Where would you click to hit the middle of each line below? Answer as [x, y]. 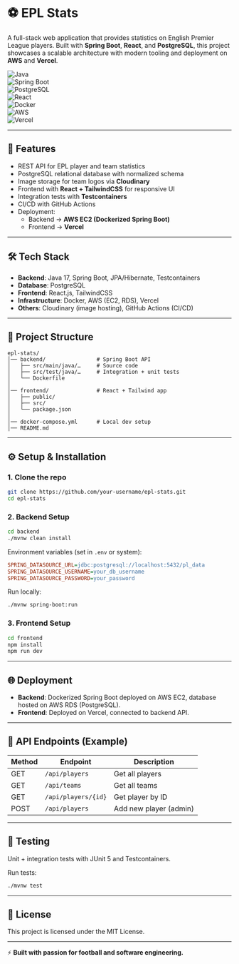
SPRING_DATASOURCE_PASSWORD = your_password [71, 578]
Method [25, 761]
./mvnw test [25, 886]
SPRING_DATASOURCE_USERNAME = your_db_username [76, 572]
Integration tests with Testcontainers [72, 196]
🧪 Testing [29, 842]
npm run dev [25, 651]
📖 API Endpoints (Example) [68, 742]
